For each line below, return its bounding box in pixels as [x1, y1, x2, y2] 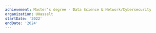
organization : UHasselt [5, 12, 54, 16]
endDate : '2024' [5, 20, 38, 26]
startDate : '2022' [5, 16, 42, 21]
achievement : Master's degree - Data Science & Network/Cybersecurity [5, 7, 152, 12]
